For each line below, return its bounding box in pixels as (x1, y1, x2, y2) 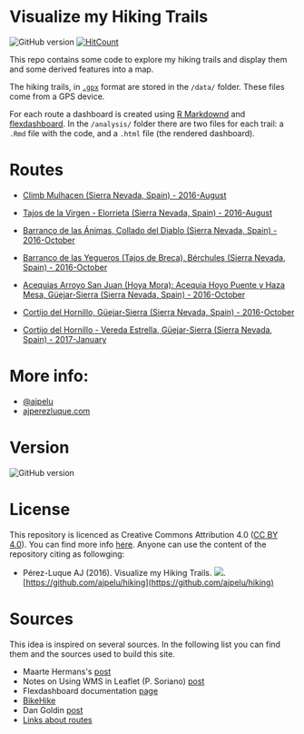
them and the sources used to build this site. (9, 648, 175, 660)
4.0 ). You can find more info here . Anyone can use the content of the (9, 539, 267, 550)
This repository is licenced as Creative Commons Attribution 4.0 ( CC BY (9, 529, 279, 540)
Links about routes (22, 714, 93, 725)
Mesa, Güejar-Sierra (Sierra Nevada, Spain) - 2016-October (22, 289, 246, 300)
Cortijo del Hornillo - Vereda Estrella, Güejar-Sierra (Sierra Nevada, (22, 324, 273, 335)
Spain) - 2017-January (22, 333, 107, 344)
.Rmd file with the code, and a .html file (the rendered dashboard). (9, 127, 256, 138)
